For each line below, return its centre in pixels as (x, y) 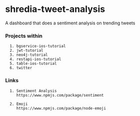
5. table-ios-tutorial (33, 64)
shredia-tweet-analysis (55, 9)
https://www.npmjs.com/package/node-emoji (61, 108)
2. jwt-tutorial (26, 51)
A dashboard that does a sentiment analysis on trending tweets (70, 23)
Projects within (24, 36)
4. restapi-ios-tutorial (35, 59)
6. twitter (21, 68)
